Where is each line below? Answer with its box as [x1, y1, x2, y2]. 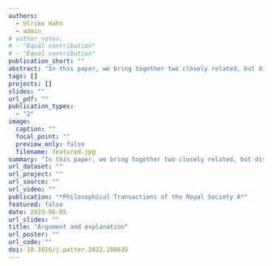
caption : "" [15, 125, 57, 133]
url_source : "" [8, 178, 60, 187]
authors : [8, 11, 38, 20]
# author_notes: [8, 34, 63, 43]
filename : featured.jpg [15, 148, 96, 156]
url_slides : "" [8, 216, 60, 224]
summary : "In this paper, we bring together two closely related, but [8, 155, 252, 163]
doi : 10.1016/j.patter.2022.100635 [8, 246, 129, 254]
